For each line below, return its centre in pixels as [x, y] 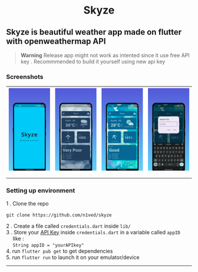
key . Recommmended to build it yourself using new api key [93, 62]
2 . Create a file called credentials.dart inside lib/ [68, 226]
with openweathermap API [56, 41]
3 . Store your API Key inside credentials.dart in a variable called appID [93, 232]
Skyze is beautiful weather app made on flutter [94, 32]
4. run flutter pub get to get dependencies [60, 251]
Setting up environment [41, 191]
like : [19, 238]
